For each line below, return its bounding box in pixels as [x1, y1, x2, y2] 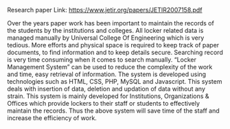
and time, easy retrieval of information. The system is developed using [7, 70, 207, 78]
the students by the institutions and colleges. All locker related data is [7, 27, 204, 34]
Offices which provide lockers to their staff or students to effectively [7, 99, 200, 107]
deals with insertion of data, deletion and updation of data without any [7, 85, 206, 93]
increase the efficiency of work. [7, 114, 97, 122]
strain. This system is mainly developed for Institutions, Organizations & [7, 92, 209, 100]
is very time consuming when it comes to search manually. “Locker [7, 56, 197, 64]
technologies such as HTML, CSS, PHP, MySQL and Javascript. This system [7, 78, 222, 85]
